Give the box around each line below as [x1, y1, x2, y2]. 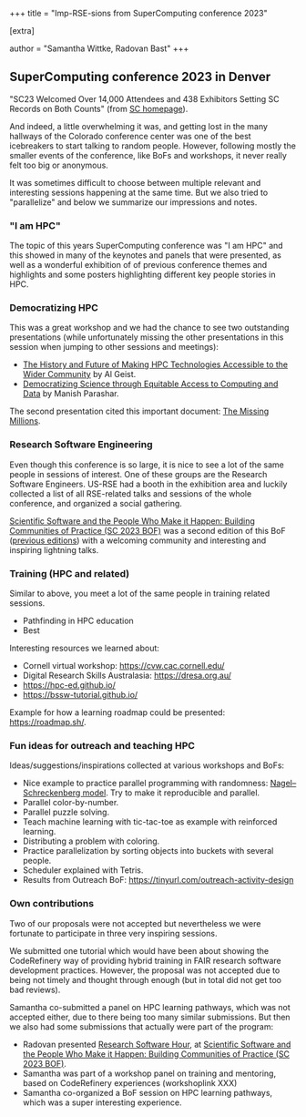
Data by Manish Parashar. [22, 388, 119, 399]
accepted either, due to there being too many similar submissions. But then [9, 1011, 291, 1022]
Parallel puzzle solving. [22, 806, 110, 818]
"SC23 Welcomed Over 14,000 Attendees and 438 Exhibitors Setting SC [9, 93, 280, 104]
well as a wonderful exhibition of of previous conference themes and [9, 260, 268, 271]
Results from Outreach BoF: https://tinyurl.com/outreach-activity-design [22, 875, 294, 886]
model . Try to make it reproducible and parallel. [82, 787, 260, 798]
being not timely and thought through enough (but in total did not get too [9, 974, 282, 985]
